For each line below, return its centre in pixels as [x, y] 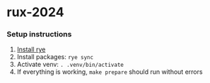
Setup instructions [39, 34]
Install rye [31, 49]
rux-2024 [35, 12]
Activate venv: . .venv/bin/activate [70, 65]
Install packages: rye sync [55, 57]
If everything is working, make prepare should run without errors [110, 72]
